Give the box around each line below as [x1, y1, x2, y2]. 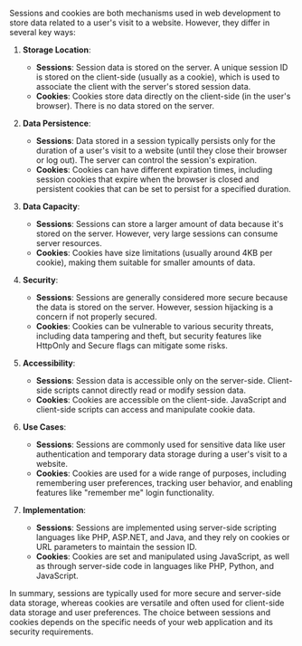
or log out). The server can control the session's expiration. [35, 155, 258, 166]
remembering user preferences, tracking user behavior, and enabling [35, 478, 294, 488]
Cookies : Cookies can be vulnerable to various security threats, [35, 321, 274, 331]
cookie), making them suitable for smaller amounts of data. [35, 257, 256, 268]
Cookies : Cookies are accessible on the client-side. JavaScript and [35, 394, 287, 405]
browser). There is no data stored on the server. [35, 100, 215, 111]
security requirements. [9, 626, 94, 637]
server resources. [35, 238, 102, 248]
